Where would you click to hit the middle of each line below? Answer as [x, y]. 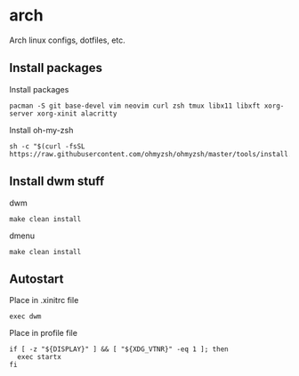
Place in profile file [44, 333]
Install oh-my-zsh [41, 130]
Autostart [36, 279]
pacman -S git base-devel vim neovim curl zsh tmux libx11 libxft [135, 106]
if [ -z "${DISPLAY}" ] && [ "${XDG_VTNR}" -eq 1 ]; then [119, 349]
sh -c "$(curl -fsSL [48, 146]
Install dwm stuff [57, 182]
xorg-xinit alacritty [77, 113]
